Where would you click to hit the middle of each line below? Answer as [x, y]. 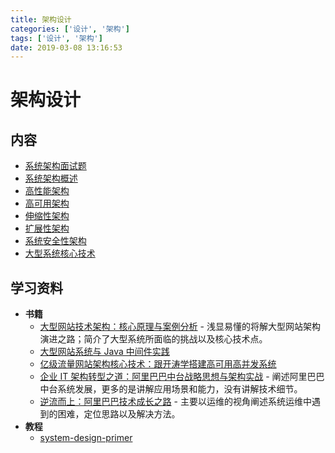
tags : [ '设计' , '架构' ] [56, 38]
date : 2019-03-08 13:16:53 [66, 47]
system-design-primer [86, 438]
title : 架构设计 [41, 19]
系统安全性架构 [55, 241]
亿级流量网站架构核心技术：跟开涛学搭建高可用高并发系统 [158, 364]
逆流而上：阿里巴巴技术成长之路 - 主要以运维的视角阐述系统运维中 [175, 402]
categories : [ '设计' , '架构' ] [70, 29]
